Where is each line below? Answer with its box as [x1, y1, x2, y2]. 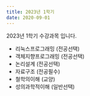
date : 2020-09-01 [6, 15, 50, 21]
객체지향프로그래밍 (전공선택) [15, 52, 85, 60]
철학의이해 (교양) [15, 75, 56, 83]
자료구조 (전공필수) [15, 67, 60, 75]
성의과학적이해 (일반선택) [15, 83, 75, 90]
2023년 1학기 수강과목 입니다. [6, 32, 77, 39]
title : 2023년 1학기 [6, 9, 55, 15]
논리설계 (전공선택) [15, 60, 60, 67]
